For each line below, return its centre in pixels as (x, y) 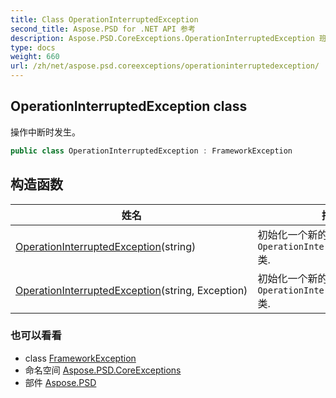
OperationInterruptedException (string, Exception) (131, 290)
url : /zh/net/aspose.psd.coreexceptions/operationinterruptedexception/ (165, 66)
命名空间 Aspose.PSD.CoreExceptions (103, 370)
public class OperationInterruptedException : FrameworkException (151, 151)
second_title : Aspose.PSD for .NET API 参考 (103, 29)
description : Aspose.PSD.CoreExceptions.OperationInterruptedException (162, 38)
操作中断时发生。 (45, 132)
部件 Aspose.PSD (60, 382)
